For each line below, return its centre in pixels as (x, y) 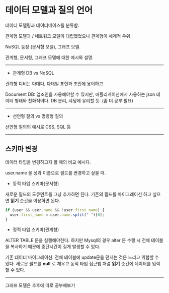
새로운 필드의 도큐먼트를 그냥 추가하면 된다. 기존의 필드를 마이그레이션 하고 (78, 194)
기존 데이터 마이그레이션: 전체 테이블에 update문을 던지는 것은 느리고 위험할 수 (82, 257)
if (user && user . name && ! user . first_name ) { (55, 210)
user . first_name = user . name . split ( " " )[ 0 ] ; (57, 215)
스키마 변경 (21, 149)
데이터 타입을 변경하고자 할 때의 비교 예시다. (48, 162)
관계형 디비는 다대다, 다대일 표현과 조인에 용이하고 (54, 83)
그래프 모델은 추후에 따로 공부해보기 (40, 285)
